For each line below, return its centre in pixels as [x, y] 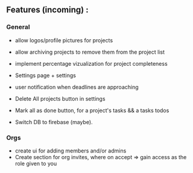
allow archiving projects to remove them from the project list [90, 52]
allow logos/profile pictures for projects [64, 40]
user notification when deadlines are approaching [77, 87]
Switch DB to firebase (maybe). [54, 122]
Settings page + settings [46, 75]
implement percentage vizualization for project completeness [91, 63]
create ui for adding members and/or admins [71, 151]
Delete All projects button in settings [60, 98]
